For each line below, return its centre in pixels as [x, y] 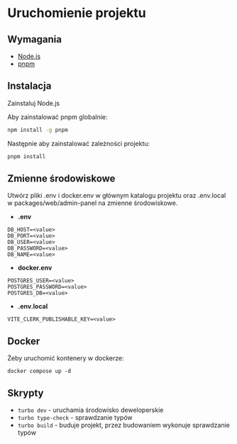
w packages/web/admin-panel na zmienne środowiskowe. [93, 203]
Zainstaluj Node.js [34, 103]
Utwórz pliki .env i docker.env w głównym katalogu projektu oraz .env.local [117, 196]
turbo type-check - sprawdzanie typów [75, 417]
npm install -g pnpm [38, 130]
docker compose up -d [39, 371]
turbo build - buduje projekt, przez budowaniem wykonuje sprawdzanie [124, 425]
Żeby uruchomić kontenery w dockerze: [66, 358]
